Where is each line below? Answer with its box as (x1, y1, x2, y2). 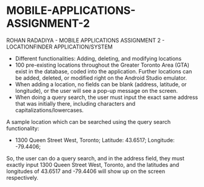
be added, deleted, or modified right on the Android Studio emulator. (15, 74, 188, 81)
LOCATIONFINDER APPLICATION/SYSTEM (6, 43, 113, 50)
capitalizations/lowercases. (15, 106, 84, 114)
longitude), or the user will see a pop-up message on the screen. (15, 87, 178, 94)
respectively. (6, 174, 38, 181)
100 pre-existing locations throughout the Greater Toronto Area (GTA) (15, 61, 190, 69)
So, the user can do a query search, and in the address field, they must (6, 154, 185, 161)
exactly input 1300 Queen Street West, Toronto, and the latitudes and (6, 161, 180, 168)
